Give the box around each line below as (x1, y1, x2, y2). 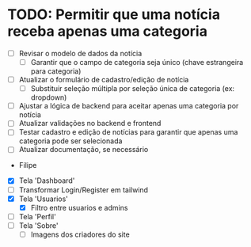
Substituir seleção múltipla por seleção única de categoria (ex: (30, 84, 235, 93)
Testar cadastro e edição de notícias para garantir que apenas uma (18, 127, 238, 137)
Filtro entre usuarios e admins (30, 203, 128, 212)
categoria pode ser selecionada (18, 136, 123, 146)
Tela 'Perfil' (18, 211, 56, 221)
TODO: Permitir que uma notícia (7, 6, 221, 24)
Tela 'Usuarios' (18, 194, 68, 203)
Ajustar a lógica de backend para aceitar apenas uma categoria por (18, 101, 239, 111)
